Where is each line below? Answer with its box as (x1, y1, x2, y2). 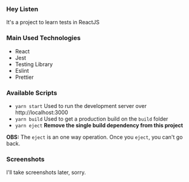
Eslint (15, 67, 29, 74)
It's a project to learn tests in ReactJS (6, 19, 100, 26)
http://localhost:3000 (15, 109, 68, 116)
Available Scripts (6, 89, 58, 97)
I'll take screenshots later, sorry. (6, 169, 86, 176)
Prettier (15, 73, 34, 81)
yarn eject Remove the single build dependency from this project (15, 121, 184, 129)
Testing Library (15, 60, 53, 68)
